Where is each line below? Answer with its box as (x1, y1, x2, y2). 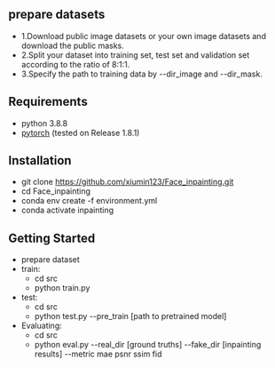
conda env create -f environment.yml (20, 196, 158, 206)
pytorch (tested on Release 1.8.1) (20, 127, 140, 138)
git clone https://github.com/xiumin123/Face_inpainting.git (20, 177, 234, 188)
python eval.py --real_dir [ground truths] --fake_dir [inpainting (34, 340, 262, 350)
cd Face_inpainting (20, 186, 90, 196)
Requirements (8, 94, 88, 109)
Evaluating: (20, 320, 63, 332)
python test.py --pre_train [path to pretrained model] (34, 311, 227, 322)
